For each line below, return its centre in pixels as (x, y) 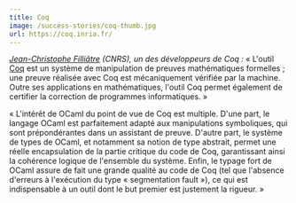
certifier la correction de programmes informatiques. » (109, 97)
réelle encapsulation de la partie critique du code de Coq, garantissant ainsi (147, 152)
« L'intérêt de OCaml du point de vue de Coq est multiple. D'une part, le (140, 114)
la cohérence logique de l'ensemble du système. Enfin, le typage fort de (140, 161)
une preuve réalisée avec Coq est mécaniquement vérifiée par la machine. (145, 78)
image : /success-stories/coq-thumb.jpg (83, 26)
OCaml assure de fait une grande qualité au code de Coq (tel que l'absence (147, 170)
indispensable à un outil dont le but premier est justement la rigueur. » (136, 189)
